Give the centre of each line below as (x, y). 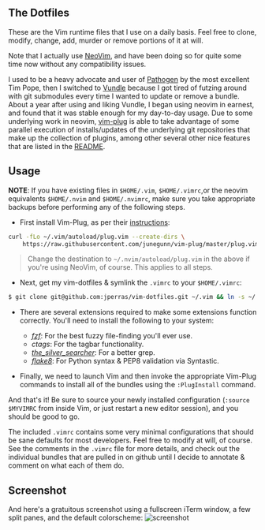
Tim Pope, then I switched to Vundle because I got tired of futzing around (127, 88)
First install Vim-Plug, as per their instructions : (95, 222)
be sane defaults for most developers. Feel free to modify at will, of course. (131, 440)
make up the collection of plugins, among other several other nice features (129, 138)
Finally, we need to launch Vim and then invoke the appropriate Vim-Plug (138, 376)
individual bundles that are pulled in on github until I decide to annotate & (127, 457)
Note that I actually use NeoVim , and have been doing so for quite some (125, 55)
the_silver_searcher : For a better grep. (93, 353)
